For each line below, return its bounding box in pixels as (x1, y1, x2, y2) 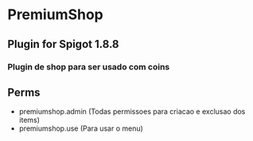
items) (18, 116, 41, 125)
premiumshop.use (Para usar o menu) (18, 123, 144, 133)
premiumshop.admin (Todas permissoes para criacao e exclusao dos (18, 107, 246, 116)
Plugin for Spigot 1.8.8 (7, 37, 119, 51)
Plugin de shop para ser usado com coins (7, 61, 170, 72)
